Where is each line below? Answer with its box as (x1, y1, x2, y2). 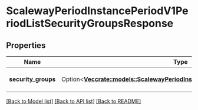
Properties (6, 40, 46, 50)
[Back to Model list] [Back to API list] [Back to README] (6, 98, 141, 105)
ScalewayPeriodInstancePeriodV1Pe (6, 4, 189, 18)
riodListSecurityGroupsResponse (6, 17, 174, 30)
